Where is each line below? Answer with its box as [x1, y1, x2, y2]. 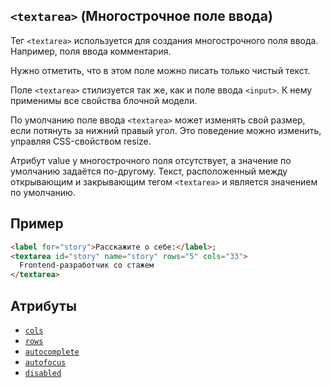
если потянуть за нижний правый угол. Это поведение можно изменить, [10, 124, 322, 136]
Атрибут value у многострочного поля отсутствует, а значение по [10, 154, 292, 166]
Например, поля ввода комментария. [10, 45, 172, 57]
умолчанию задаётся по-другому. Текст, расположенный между [10, 165, 288, 177]
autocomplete [24, 347, 80, 357]
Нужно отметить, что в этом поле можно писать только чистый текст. [10, 64, 311, 76]
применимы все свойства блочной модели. [10, 94, 198, 106]
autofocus [24, 357, 67, 368]
